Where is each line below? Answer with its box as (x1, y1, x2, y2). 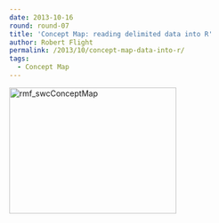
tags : (9, 54, 29, 63)
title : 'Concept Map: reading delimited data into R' (9, 29, 214, 38)
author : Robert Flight (9, 37, 93, 47)
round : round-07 (9, 21, 69, 30)
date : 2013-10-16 (9, 12, 74, 22)
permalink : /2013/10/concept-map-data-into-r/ (9, 46, 185, 55)
